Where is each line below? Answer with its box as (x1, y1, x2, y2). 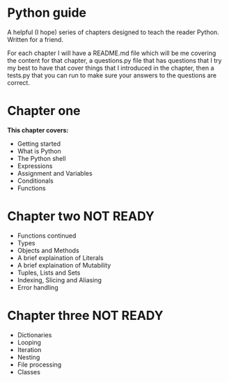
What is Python (17, 146, 61, 155)
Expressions (17, 162, 53, 170)
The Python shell (17, 154, 66, 162)
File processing (17, 360, 62, 369)
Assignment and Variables (17, 169, 93, 177)
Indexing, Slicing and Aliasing (17, 275, 102, 284)
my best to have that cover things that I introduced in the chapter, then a (7, 63, 214, 72)
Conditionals (17, 176, 54, 185)
